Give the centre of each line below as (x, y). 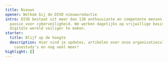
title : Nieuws (20, 10)
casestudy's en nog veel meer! (47, 47)
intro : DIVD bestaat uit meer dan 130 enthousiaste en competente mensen (84, 19)
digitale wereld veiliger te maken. (48, 28)
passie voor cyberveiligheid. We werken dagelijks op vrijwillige (80, 24)
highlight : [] (20, 51)
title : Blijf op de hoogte (38, 38)
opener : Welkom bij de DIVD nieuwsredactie (51, 14)
